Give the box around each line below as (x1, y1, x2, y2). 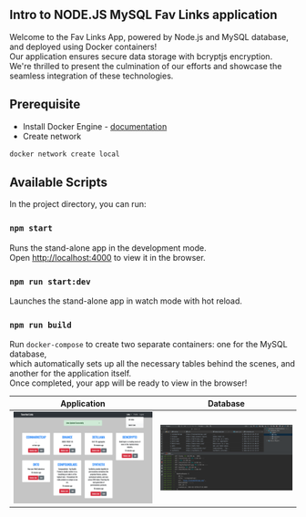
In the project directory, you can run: (9, 199, 147, 210)
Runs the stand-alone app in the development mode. (9, 242, 207, 253)
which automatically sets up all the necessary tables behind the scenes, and (9, 358, 296, 369)
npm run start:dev (9, 276, 91, 286)
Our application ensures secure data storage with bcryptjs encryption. (9, 50, 273, 62)
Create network (22, 130, 82, 141)
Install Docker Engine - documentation (22, 120, 168, 131)
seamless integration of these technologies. (9, 70, 174, 81)
